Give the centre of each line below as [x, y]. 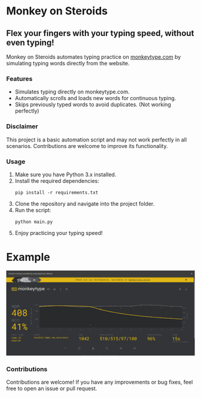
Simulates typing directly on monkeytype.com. [72, 92]
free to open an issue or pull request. [52, 388]
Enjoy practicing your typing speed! [59, 233]
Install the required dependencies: [57, 180]
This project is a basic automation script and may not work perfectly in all [97, 140]
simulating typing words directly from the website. [68, 63]
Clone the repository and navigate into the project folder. [85, 203]
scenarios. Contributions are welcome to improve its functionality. [87, 146]
